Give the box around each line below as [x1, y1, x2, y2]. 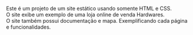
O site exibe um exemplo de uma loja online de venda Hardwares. [6, 11, 165, 18]
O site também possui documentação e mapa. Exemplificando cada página [6, 17, 188, 24]
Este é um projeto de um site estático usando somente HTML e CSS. [6, 5, 172, 12]
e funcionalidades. [6, 23, 51, 30]
